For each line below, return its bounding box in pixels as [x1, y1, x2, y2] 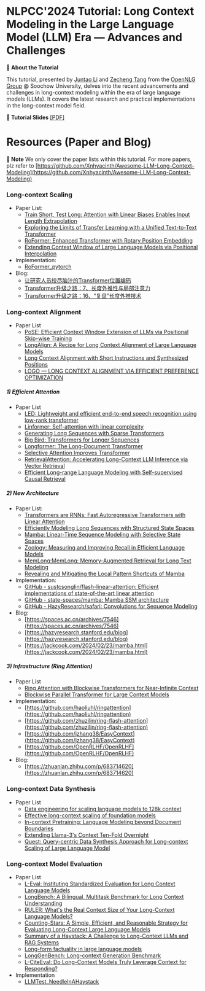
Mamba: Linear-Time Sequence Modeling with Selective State [24, 531, 181, 538]
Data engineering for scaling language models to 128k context [24, 805, 182, 812]
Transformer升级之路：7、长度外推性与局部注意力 [24, 284, 150, 292]
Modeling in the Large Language [6, 17, 174, 31]
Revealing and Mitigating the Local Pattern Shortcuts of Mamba [24, 570, 185, 578]
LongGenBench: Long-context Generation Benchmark [24, 952, 161, 959]
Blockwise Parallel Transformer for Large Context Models [24, 691, 170, 698]
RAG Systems [24, 938, 60, 946]
